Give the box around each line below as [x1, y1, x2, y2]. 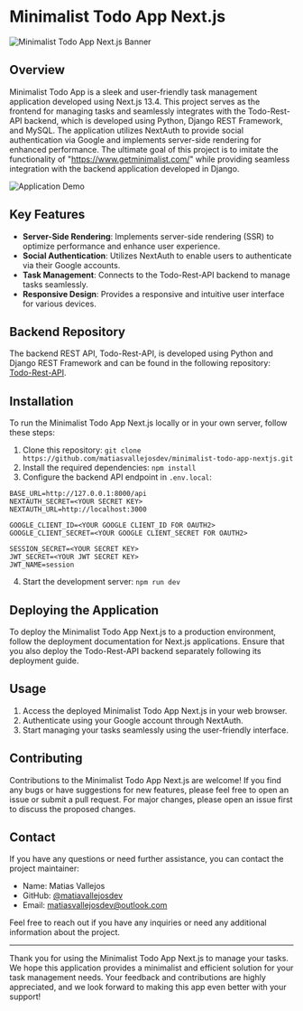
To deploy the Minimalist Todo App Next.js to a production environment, [9, 626, 277, 637]
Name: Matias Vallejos [22, 881, 106, 892]
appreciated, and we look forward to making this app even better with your [9, 982, 287, 993]
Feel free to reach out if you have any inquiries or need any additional [9, 917, 268, 928]
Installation [9, 393, 74, 408]
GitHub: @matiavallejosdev [22, 890, 124, 901]
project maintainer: [9, 863, 79, 874]
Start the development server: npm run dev [22, 576, 180, 587]
